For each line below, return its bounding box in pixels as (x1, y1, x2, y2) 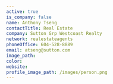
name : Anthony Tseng (6, 20, 58, 25)
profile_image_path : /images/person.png (6, 69, 108, 75)
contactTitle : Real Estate (6, 25, 73, 31)
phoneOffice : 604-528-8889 (6, 42, 73, 48)
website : (6, 63, 28, 70)
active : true (6, 8, 39, 15)
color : (6, 58, 23, 64)
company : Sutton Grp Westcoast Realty (6, 31, 102, 37)
